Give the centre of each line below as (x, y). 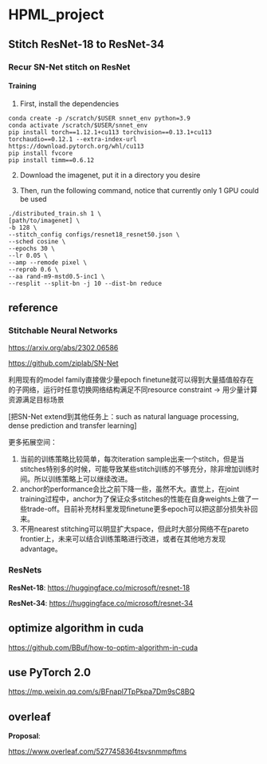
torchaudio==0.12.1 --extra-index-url (73, 139)
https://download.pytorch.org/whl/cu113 (77, 146)
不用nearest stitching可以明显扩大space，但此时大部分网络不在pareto (134, 529)
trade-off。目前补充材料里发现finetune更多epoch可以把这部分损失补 (139, 509)
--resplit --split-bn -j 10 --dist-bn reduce (85, 283)
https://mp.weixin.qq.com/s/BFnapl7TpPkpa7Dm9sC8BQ (102, 691)
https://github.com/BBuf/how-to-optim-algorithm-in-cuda (103, 647)
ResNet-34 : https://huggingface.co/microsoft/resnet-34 (101, 603)
